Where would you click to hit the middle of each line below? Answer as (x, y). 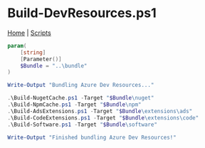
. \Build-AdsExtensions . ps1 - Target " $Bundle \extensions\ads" (100, 111)
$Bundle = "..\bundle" (54, 65)
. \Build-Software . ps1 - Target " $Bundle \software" (83, 125)
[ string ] (33, 52)
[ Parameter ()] (41, 59)
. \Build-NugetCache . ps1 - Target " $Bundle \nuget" (81, 98)
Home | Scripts (29, 33)
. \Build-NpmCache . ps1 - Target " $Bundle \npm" (74, 105)
